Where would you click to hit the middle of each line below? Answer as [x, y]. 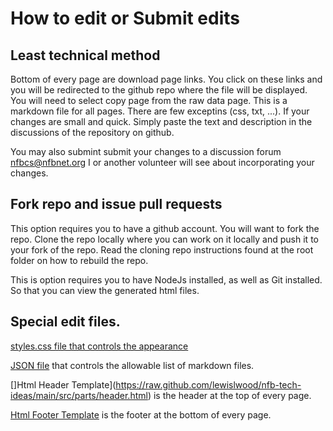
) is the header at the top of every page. [229, 395]
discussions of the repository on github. [92, 132]
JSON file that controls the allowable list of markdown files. [132, 365]
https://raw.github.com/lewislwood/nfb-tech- [208, 384]
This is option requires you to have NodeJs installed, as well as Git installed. [166, 279]
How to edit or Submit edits [125, 18]
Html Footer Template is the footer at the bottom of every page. [141, 414]
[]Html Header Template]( [63, 384]
